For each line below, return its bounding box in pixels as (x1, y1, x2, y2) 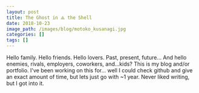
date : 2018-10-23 (6, 20, 50, 26)
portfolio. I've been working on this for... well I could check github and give (6, 67, 193, 74)
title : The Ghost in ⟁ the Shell (6, 15, 92, 21)
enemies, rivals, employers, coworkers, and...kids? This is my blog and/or (6, 60, 190, 67)
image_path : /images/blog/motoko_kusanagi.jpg (6, 26, 126, 32)
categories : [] (6, 32, 45, 38)
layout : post (6, 9, 39, 15)
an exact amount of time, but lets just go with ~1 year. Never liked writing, (6, 74, 190, 80)
